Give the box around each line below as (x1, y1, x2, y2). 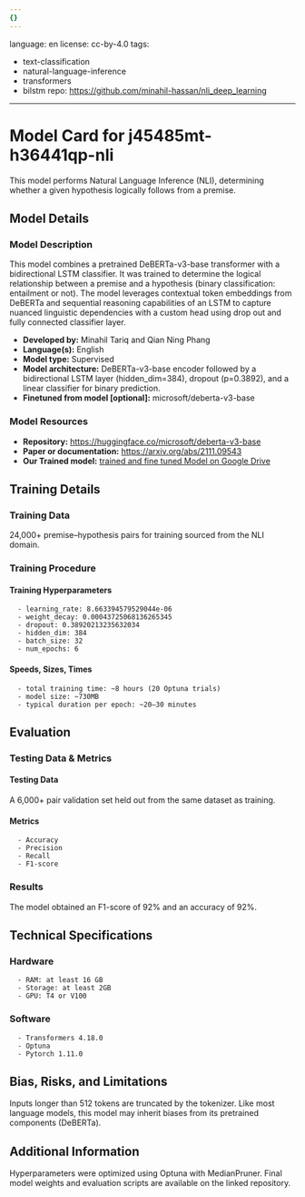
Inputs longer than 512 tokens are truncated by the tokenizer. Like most (9, 1098, 275, 1109)
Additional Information (9, 1143, 140, 1159)
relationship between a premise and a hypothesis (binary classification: (9, 279, 276, 289)
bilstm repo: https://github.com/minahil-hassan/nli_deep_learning (22, 85, 268, 96)
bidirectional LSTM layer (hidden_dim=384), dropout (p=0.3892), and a (22, 373, 289, 384)
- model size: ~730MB (17, 692, 100, 701)
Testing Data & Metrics (9, 752, 112, 765)
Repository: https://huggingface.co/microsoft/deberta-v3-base (22, 436, 261, 447)
